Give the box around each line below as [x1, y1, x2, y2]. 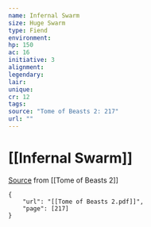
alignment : [8, 63, 45, 71]
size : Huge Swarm [8, 19, 66, 27]
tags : [8, 100, 26, 108]
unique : [8, 85, 34, 94]
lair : [8, 78, 26, 86]
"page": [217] [22, 204, 69, 213]
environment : [8, 33, 52, 42]
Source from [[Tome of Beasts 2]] [8, 175, 119, 185]
